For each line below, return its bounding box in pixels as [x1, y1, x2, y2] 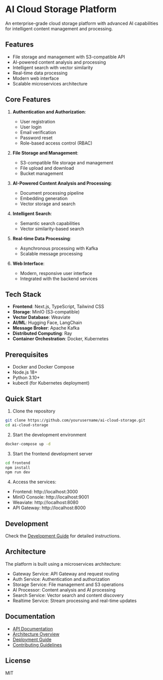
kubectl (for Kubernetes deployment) [12, 380, 90, 386]
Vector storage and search [20, 201, 76, 207]
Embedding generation [20, 195, 68, 201]
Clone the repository [12, 408, 56, 414]
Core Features [5, 95, 51, 104]
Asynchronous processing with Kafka [20, 245, 98, 251]
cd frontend [5, 460, 30, 466]
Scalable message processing [20, 250, 83, 256]
